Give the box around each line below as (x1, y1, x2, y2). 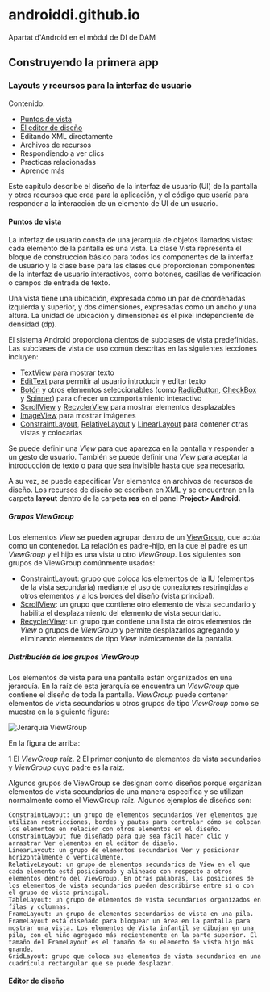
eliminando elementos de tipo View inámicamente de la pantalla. (19, 633, 234, 643)
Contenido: (8, 99, 46, 108)
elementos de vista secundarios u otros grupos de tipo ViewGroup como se (8, 698, 260, 708)
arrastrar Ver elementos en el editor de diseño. (8, 839, 179, 847)
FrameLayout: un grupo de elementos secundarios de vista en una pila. (8, 910, 254, 918)
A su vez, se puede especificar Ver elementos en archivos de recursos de (8, 476, 254, 485)
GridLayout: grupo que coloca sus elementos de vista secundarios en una (8, 952, 262, 960)
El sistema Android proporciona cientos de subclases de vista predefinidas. (8, 334, 259, 344)
